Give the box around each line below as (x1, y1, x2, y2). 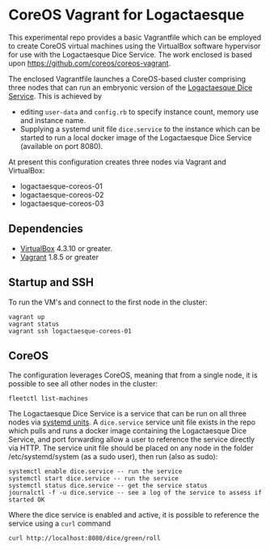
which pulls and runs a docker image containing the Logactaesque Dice (8, 426, 247, 436)
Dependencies (8, 222, 83, 236)
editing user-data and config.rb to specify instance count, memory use (19, 107, 259, 117)
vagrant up (8, 313, 45, 321)
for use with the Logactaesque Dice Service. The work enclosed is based (8, 49, 252, 59)
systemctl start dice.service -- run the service (8, 475, 179, 483)
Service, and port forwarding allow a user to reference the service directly (8, 435, 255, 445)
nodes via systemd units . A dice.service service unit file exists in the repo (8, 417, 256, 427)
